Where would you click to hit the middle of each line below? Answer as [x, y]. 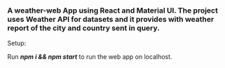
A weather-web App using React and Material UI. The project [113, 11]
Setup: [17, 43]
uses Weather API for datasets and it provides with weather [111, 19]
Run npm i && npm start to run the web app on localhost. [90, 57]
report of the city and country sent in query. [83, 28]
